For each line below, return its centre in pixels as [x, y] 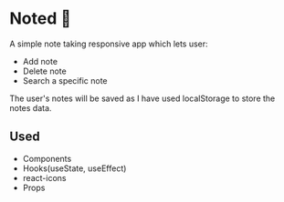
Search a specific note [65, 80]
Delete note [44, 71]
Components [47, 158]
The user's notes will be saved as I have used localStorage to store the [142, 98]
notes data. [31, 107]
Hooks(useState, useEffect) [74, 168]
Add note [40, 61]
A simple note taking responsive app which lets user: [109, 44]
